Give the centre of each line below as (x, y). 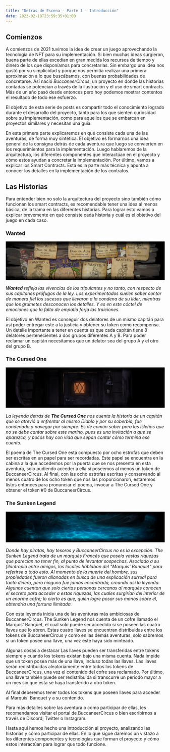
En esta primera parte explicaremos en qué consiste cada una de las (77, 133)
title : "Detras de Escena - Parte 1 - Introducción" (62, 11)
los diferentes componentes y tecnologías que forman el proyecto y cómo (82, 739)
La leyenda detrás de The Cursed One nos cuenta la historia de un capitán (84, 416)
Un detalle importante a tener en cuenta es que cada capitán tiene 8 (77, 330)
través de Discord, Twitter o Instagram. (46, 718)
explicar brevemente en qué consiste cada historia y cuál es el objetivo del (83, 215)
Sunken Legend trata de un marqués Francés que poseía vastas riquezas (82, 556)
